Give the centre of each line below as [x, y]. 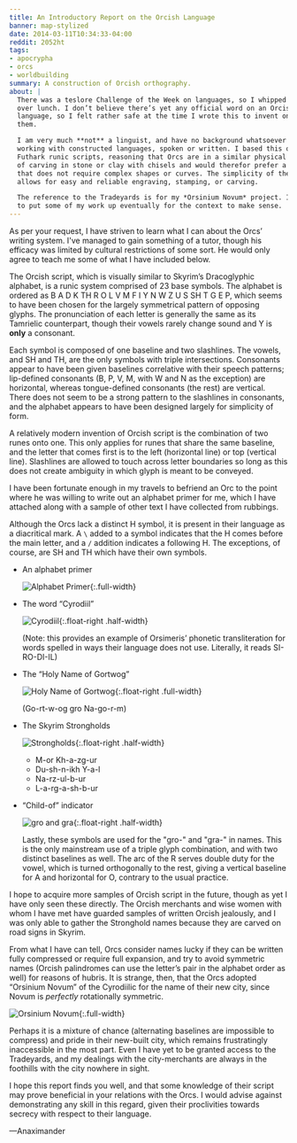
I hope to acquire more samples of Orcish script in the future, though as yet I [148, 894]
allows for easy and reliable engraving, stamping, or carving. [138, 182]
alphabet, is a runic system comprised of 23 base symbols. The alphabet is [146, 286]
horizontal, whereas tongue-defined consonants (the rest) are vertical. [137, 388]
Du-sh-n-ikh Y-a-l [68, 769]
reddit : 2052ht [37, 42]
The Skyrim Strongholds [66, 726]
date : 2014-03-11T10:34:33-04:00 [71, 34]
